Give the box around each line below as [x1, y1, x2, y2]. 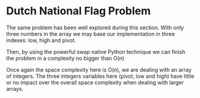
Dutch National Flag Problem [6, 4, 151, 18]
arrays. [6, 85, 24, 92]
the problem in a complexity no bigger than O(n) [6, 54, 125, 62]
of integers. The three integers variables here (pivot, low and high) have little [6, 72, 195, 79]
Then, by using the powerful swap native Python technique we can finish [6, 48, 186, 55]
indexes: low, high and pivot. [6, 36, 76, 44]
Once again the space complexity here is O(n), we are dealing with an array [6, 66, 192, 73]
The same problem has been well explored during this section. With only [6, 24, 184, 31]
